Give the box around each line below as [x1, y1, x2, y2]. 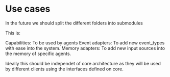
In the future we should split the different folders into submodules [5, 20, 143, 26]
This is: [5, 30, 20, 36]
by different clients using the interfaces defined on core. [5, 66, 124, 72]
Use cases [5, 3, 51, 15]
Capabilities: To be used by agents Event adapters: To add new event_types [5, 39, 165, 46]
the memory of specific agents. [5, 50, 71, 57]
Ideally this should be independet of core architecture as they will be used [5, 60, 161, 66]
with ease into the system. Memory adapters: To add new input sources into [5, 45, 165, 51]
